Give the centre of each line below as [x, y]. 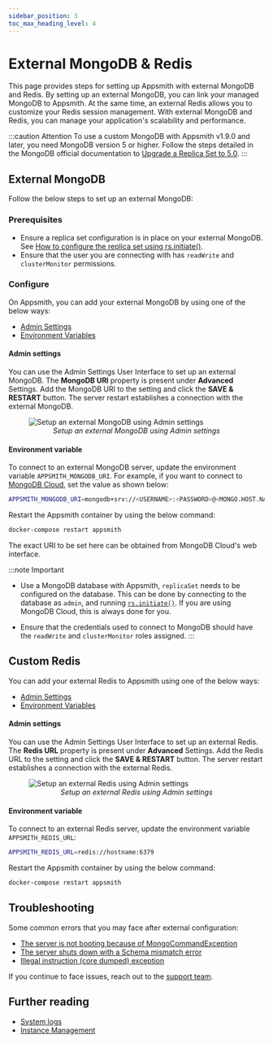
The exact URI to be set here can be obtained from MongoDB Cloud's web [133, 545]
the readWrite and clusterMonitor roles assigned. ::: [107, 636]
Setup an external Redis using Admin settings [136, 792]
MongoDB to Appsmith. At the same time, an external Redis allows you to [131, 103]
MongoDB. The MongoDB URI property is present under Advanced [121, 381]
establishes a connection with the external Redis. [91, 768]
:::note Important [37, 570]
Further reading [49, 1002]
